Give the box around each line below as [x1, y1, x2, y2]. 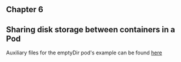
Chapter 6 [6, 5, 44, 15]
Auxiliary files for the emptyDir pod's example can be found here [6, 49, 162, 56]
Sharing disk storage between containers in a [6, 25, 176, 35]
